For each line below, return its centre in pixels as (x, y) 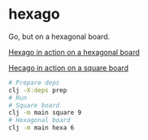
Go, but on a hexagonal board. (59, 36)
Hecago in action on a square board (68, 68)
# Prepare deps (34, 83)
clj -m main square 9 (45, 113)
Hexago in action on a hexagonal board (74, 52)
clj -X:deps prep (38, 90)
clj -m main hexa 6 (41, 128)
